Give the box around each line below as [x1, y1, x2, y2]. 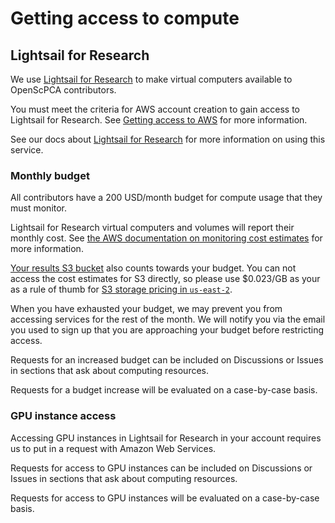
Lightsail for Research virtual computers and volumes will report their [10, 222, 295, 234]
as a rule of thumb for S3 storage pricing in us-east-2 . [10, 283, 233, 296]
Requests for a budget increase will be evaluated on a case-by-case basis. [10, 384, 318, 396]
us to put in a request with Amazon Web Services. [10, 442, 217, 454]
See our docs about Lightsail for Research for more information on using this [10, 133, 326, 145]
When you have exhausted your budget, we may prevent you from [10, 303, 283, 315]
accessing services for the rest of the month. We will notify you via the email [10, 313, 326, 326]
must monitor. [10, 202, 68, 214]
